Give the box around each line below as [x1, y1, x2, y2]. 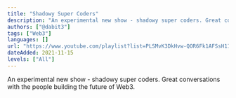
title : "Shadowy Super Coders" [7, 10, 99, 17]
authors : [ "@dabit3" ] [7, 23, 71, 30]
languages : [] [7, 36, 49, 43]
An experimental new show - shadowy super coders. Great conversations [7, 75, 221, 83]
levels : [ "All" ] [7, 56, 55, 63]
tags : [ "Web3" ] [7, 29, 52, 37]
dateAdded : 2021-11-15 [7, 50, 74, 57]
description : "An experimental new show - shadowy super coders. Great [7, 17, 221, 24]
